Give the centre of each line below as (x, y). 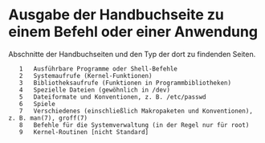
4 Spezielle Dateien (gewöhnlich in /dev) (95, 90)
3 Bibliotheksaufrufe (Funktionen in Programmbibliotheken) (125, 83)
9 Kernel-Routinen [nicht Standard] (84, 132)
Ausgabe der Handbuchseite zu (116, 15)
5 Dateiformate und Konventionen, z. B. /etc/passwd (112, 97)
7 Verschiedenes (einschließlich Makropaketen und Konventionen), (136, 111)
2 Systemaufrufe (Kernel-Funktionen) (86, 76)
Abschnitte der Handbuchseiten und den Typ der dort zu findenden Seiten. (132, 54)
